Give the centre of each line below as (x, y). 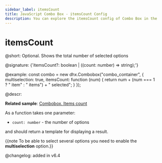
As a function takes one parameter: (40, 113)
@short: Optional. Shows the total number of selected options (67, 56)
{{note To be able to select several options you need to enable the (71, 141)
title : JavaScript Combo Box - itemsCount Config (56, 14)
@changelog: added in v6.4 (33, 156)
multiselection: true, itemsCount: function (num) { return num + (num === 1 (80, 80)
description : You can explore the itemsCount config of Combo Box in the (81, 18)
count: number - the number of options (51, 122)
